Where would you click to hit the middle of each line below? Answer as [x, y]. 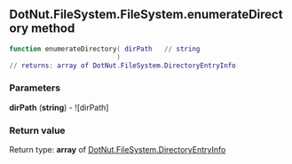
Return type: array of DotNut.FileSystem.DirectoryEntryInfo [118, 150]
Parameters [35, 88]
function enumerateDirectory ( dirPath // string [105, 49]
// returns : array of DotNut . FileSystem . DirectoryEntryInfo [123, 66]
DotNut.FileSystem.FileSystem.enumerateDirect [146, 15]
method [53, 29]
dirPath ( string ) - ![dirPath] [59, 107]
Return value [37, 130]
